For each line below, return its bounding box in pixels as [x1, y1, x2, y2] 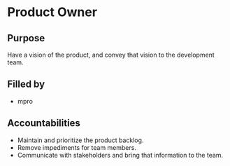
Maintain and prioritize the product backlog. [17, 136, 144, 144]
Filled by [7, 78, 45, 90]
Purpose [7, 32, 45, 44]
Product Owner [7, 4, 98, 20]
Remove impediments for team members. [17, 143, 136, 151]
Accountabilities [7, 117, 80, 130]
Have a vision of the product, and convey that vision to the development [7, 50, 215, 59]
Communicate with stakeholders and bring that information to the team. [17, 151, 224, 159]
